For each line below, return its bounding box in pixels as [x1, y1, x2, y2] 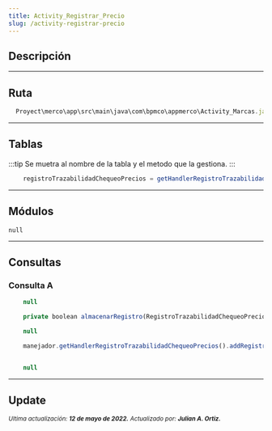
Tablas [8, 137, 43, 151]
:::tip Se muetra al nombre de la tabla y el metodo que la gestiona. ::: [8, 158, 236, 168]
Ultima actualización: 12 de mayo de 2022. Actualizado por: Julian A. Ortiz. [8, 415, 221, 423]
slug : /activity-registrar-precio [8, 19, 125, 27]
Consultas [8, 256, 62, 269]
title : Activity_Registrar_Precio [8, 11, 125, 20]
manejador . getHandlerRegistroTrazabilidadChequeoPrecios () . [23, 341, 230, 350]
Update [8, 393, 47, 407]
